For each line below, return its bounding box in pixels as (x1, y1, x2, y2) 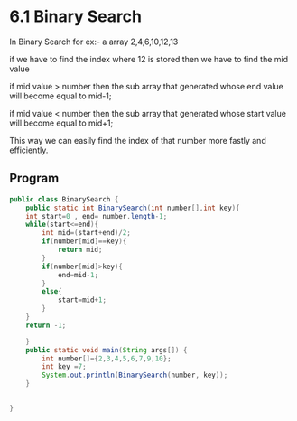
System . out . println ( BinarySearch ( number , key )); (42, 370, 228, 380)
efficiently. (9, 145, 49, 155)
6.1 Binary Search (9, 6, 143, 27)
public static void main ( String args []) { (25, 345, 188, 354)
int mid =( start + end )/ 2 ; (42, 229, 131, 238)
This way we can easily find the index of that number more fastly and (9, 135, 266, 145)
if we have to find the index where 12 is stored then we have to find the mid (9, 53, 289, 64)
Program (9, 171, 60, 186)
